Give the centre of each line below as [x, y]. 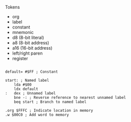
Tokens [13, 7]
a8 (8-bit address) [31, 43]
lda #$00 [23, 85]
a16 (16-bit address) [32, 48]
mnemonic [23, 32]
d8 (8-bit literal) [28, 37]
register [20, 58]
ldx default [26, 89]
